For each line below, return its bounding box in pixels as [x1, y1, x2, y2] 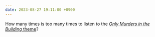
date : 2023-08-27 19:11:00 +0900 [5, 7, 75, 12]
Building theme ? [5, 26, 39, 32]
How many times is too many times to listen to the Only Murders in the [5, 21, 150, 27]
